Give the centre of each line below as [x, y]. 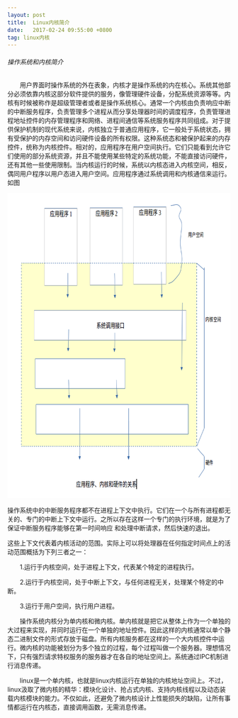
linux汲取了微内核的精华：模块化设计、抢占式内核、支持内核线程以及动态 [113, 690]
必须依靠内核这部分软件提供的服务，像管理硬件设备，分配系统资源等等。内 [122, 94]
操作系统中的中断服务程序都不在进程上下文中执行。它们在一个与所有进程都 [116, 510]
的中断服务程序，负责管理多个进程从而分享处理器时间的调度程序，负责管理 [116, 112]
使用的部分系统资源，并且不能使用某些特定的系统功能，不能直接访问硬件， [122, 156]
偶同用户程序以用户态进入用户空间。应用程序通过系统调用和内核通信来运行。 [119, 174]
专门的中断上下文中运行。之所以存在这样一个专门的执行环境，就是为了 [128, 519]
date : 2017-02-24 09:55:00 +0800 [60, 30]
